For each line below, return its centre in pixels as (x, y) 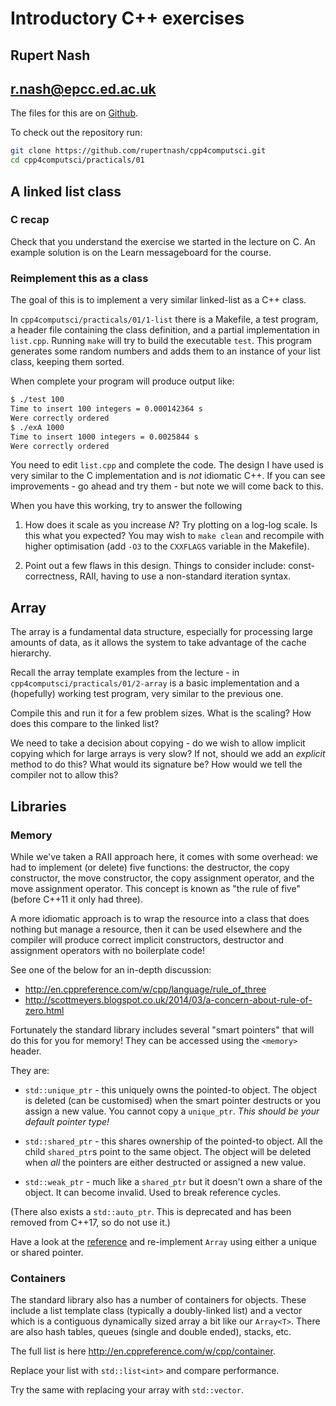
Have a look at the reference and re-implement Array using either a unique (163, 1241)
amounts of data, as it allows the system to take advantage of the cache (158, 643)
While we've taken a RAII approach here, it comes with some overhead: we (164, 856)
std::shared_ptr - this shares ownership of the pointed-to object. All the (173, 1141)
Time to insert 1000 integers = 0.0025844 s (104, 437)
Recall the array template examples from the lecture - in (125, 673)
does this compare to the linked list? (85, 724)
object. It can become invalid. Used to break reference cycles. (153, 1192)
